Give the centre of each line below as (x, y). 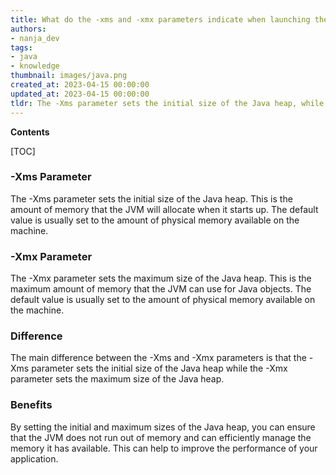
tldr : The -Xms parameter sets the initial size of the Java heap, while (167, 103)
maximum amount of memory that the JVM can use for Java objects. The (161, 289)
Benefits (31, 405)
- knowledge (35, 66)
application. (34, 458)
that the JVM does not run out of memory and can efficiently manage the (161, 437)
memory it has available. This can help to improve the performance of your (164, 448)
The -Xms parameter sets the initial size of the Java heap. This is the (151, 198)
